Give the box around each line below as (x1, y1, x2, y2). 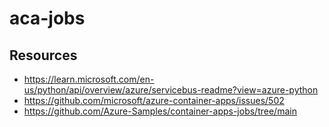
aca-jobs (9, 7, 86, 30)
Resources (9, 47, 78, 64)
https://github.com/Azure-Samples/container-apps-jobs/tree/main (23, 105, 297, 117)
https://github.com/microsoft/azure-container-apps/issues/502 (23, 95, 285, 106)
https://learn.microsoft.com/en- (23, 73, 155, 85)
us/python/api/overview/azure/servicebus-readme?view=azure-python (23, 84, 319, 96)
